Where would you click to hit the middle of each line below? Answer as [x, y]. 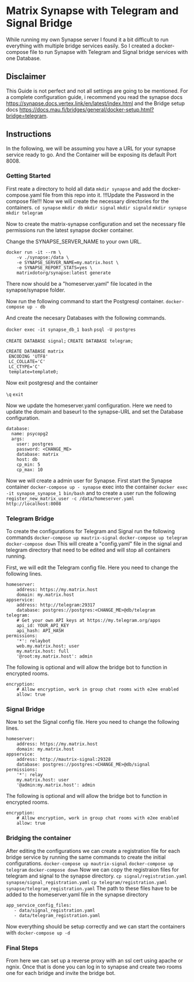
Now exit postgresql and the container [52, 382]
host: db [27, 459]
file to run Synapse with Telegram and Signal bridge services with [109, 52]
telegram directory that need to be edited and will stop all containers [88, 550]
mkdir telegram [25, 213]
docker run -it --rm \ [34, 252]
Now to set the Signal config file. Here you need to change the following [93, 722]
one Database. [24, 58]
